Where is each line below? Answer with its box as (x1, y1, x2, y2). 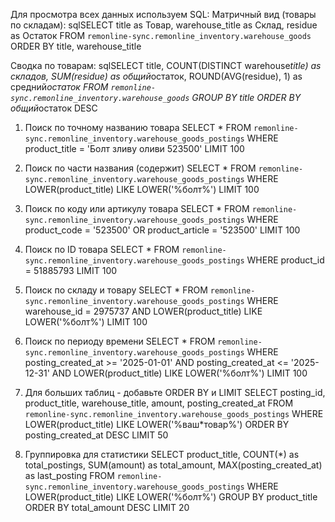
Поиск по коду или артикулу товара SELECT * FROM (24, 203, 250, 214)
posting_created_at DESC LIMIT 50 (24, 429, 169, 441)
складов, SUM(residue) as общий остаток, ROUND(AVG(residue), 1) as (10, 70, 303, 82)
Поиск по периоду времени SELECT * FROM (24, 335, 216, 347)
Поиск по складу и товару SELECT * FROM (24, 284, 208, 296)
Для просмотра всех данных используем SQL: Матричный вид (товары (10, 9, 317, 20)
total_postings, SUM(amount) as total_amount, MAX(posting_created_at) (24, 459, 323, 471)
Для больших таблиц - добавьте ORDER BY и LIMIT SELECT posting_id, (24, 387, 326, 398)
